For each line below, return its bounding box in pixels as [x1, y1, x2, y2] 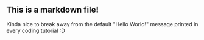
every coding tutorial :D [6, 27, 65, 34]
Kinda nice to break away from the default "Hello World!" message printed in [6, 20, 199, 27]
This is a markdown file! [6, 5, 99, 15]
